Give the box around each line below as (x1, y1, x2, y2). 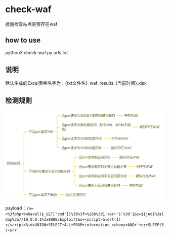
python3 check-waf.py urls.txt (5, 49, 68, 55)
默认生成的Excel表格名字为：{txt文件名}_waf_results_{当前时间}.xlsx (5, 80, 147, 86)
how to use (5, 36, 41, 45)
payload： (5, 205, 27, 211)
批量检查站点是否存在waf (5, 21, 58, 27)
